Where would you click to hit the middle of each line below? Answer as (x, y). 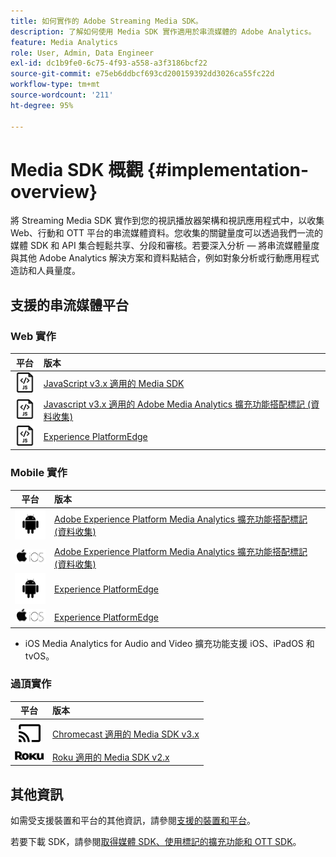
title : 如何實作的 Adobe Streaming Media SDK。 (106, 21)
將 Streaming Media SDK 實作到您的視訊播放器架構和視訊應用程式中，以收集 (167, 221)
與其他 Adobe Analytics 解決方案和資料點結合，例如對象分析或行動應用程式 (165, 258)
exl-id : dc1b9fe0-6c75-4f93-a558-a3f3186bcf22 (109, 63)
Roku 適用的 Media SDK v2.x (111, 757)
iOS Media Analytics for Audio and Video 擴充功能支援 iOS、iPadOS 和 (169, 643)
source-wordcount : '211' (62, 95)
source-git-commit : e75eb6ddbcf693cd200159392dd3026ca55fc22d (142, 74)
